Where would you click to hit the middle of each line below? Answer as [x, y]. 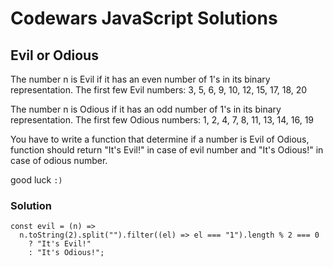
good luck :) [36, 180]
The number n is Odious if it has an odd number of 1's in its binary [146, 109]
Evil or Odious [54, 55]
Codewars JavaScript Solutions [144, 18]
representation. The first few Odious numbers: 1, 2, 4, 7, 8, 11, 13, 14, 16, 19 [162, 120]
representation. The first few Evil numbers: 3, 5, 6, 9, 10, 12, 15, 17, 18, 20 [159, 90]
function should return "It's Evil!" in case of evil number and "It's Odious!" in [167, 150]
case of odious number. [59, 160]
